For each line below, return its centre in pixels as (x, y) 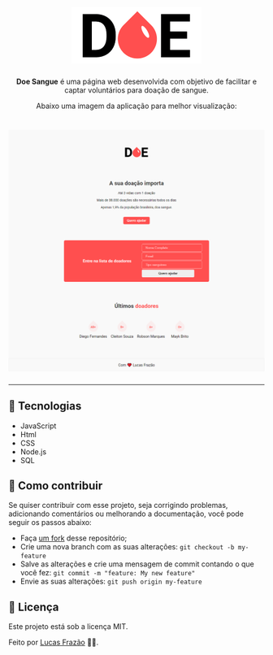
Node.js (33, 451)
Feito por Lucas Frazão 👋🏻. (54, 642)
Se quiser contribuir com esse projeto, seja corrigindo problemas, (118, 505)
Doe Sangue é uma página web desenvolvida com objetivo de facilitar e (136, 81)
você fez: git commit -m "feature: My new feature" (108, 573)
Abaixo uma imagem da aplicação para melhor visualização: (136, 106)
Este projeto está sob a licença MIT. (68, 627)
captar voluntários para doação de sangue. (136, 90)
